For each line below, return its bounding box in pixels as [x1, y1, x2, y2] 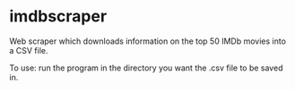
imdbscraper [9, 6, 108, 27]
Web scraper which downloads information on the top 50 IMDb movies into [9, 36, 287, 46]
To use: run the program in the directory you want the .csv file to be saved [9, 62, 283, 73]
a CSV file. [9, 45, 48, 55]
